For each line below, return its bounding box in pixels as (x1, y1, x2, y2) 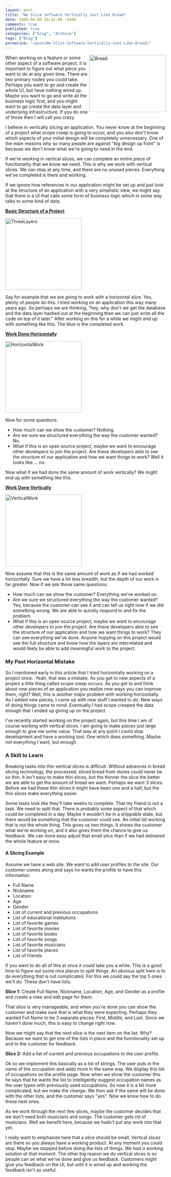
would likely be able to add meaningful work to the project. (12, 645, 136, 651)
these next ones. (5, 1098, 41, 1104)
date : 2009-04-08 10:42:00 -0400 (5, 17, 76, 22)
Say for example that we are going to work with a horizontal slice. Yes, (5, 294, 153, 300)
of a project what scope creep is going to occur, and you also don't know (5, 129, 159, 136)
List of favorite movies (12, 925, 60, 931)
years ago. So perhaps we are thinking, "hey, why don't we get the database (5, 304, 166, 311)
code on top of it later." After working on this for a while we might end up (5, 316, 158, 322)
